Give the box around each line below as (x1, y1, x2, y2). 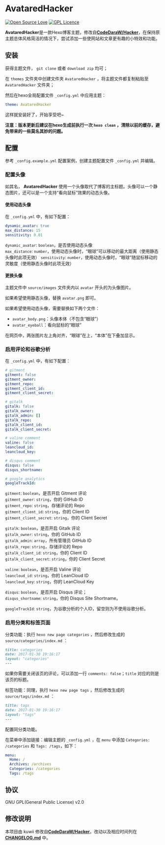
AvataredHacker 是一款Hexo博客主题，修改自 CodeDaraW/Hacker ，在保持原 (5, 29, 160, 35)
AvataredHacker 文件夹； (5, 82, 55, 87)
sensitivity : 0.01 (5, 232, 43, 237)
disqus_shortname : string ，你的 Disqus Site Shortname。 (5, 595, 121, 601)
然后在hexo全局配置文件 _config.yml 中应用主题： (5, 92, 107, 98)
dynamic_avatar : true (5, 223, 50, 228)
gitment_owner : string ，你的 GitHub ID (5, 497, 83, 503)
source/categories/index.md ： (5, 637, 68, 644)
